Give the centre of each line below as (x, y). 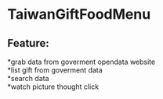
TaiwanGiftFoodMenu (79, 14)
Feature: (28, 43)
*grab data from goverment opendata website (81, 62)
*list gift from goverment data (55, 70)
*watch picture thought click (53, 87)
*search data (28, 78)
